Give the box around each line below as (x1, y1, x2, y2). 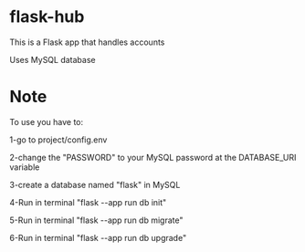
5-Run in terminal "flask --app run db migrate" (9, 215, 184, 226)
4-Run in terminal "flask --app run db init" (9, 196, 167, 207)
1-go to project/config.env (9, 134, 108, 145)
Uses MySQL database (9, 54, 96, 65)
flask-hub (9, 6, 85, 27)
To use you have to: (9, 116, 84, 127)
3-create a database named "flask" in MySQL (9, 179, 181, 190)
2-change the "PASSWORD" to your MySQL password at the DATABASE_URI (9, 152, 297, 163)
